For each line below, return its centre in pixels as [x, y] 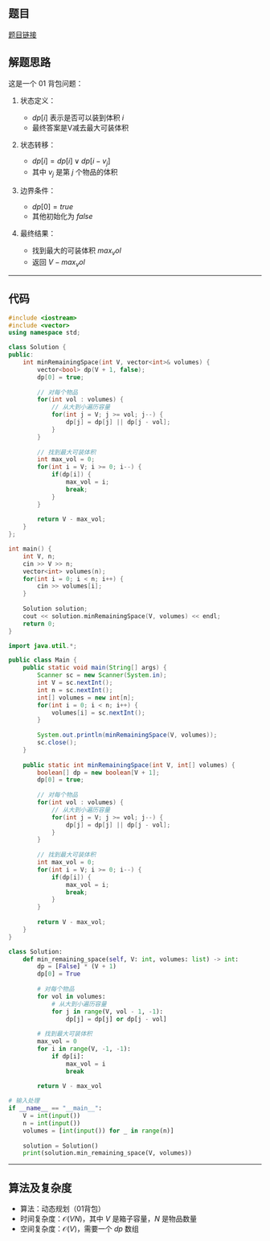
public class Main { [43, 660]
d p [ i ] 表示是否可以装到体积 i [78, 118]
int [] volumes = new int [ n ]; [86, 698]
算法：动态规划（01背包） [63, 1209]
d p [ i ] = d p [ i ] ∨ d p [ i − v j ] [71, 161]
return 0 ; [39, 624]
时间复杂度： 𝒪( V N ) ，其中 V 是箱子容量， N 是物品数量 [108, 1219]
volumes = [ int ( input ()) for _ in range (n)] [98, 1131]
